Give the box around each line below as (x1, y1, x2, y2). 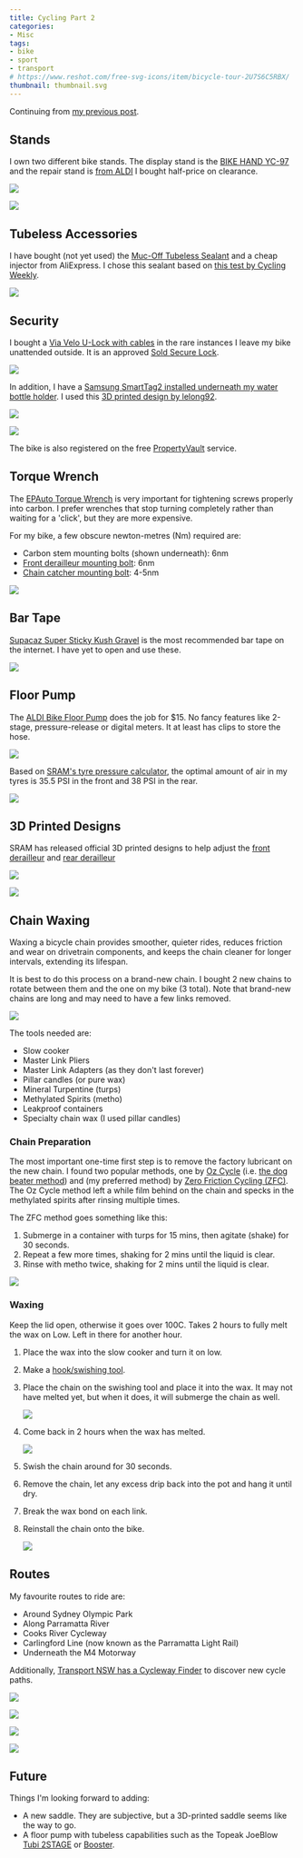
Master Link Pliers (22, 1055, 91, 1066)
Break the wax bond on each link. (22, 1505, 148, 1516)
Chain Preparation (9, 1136, 92, 1148)
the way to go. (22, 1820, 77, 1831)
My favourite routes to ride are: (9, 1591, 125, 1602)
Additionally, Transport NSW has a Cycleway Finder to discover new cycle (9, 1664, 286, 1675)
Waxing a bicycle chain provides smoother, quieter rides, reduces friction (9, 937, 283, 948)
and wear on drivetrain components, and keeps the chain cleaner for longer (9, 947, 292, 958)
